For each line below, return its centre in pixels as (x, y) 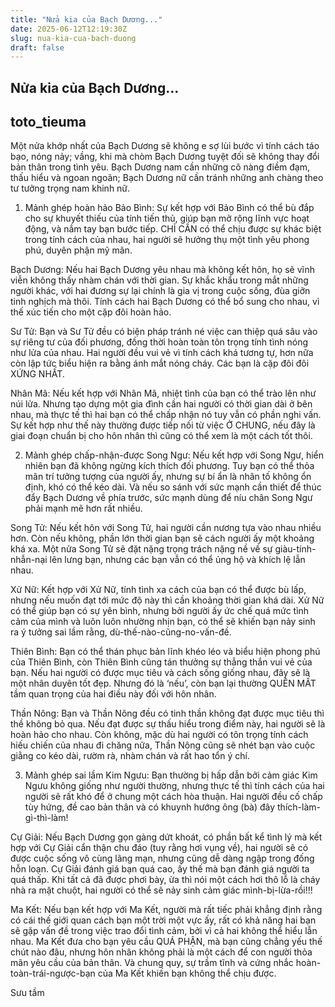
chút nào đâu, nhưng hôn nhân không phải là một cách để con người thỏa (161, 952)
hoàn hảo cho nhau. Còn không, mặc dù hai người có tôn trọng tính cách (159, 735)
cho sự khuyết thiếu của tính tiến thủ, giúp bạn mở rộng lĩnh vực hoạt (167, 218)
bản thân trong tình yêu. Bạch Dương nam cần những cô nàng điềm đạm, (160, 167)
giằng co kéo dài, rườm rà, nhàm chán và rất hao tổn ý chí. (130, 756)
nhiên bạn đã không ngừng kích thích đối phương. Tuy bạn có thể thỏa (169, 466)
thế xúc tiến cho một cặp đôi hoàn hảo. (91, 312)
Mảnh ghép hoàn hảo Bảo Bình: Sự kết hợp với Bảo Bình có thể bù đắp (169, 208)
